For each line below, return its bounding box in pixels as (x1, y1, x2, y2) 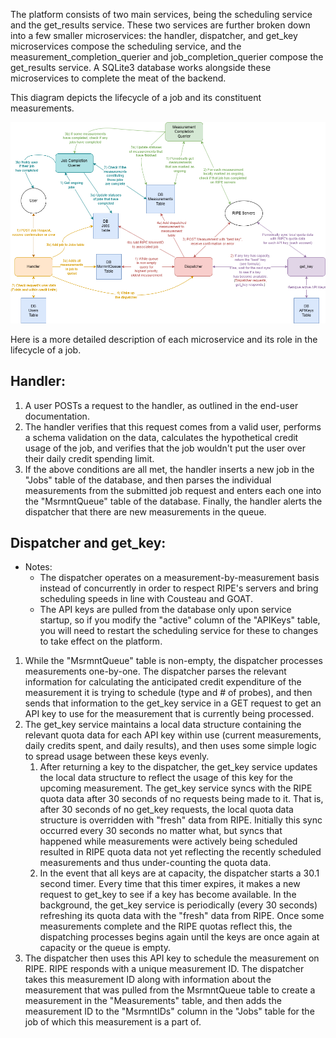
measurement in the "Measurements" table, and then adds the (24, 995, 282, 1007)
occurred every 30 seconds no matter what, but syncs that (39, 825, 283, 837)
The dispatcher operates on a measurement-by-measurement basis (39, 572, 320, 584)
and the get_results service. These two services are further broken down (10, 19, 311, 31)
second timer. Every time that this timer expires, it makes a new (39, 878, 301, 890)
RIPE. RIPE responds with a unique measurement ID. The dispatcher (24, 963, 305, 975)
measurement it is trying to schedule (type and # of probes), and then (24, 687, 313, 699)
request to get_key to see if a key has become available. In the (39, 889, 297, 901)
